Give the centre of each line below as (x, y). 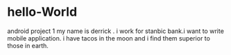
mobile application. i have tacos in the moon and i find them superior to (109, 38)
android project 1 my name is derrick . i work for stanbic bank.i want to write (115, 31)
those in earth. (28, 45)
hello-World (42, 12)
